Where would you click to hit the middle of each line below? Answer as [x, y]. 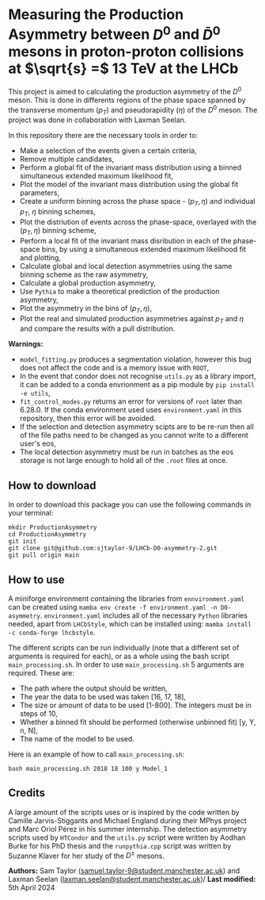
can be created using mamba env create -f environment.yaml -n [113, 607]
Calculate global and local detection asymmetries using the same [126, 266]
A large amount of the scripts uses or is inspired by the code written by [124, 812]
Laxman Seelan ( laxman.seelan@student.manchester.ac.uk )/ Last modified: [132, 879]
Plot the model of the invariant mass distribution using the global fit [129, 185]
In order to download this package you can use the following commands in [130, 504]
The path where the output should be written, [93, 688]
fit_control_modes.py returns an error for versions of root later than [131, 401]
